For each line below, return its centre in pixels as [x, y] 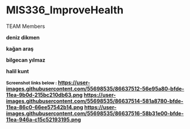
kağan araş [20, 49]
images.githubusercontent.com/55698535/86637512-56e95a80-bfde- [95, 88]
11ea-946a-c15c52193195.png [44, 119]
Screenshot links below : [32, 83]
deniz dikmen [23, 37]
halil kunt [18, 71]
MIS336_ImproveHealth [65, 10]
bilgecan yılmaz [26, 60]
